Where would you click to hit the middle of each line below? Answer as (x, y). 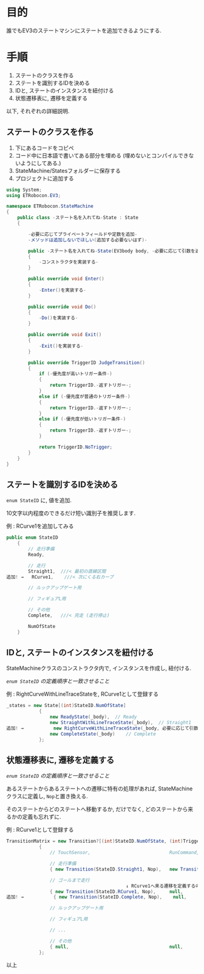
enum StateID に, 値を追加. (39, 500)
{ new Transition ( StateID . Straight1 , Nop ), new (114, 869)
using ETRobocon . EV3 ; (34, 195)
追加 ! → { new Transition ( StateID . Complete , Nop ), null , (97, 897)
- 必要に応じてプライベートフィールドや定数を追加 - (83, 234)
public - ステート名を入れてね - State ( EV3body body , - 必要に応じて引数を (112, 251)
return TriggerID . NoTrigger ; (76, 447)
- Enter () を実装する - (62, 290)
